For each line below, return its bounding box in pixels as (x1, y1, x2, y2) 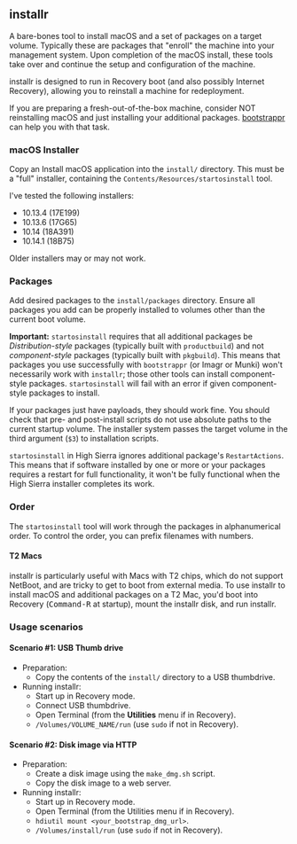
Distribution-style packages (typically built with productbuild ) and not (9, 340, 264, 351)
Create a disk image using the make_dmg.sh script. (35, 769, 215, 779)
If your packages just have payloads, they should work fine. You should (9, 405, 270, 416)
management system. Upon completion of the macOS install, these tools (9, 49, 273, 60)
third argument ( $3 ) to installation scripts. (9, 434, 160, 444)
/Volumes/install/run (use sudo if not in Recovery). (35, 824, 223, 836)
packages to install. (28, 387, 100, 398)
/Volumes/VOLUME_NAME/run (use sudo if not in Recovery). (35, 719, 239, 730)
